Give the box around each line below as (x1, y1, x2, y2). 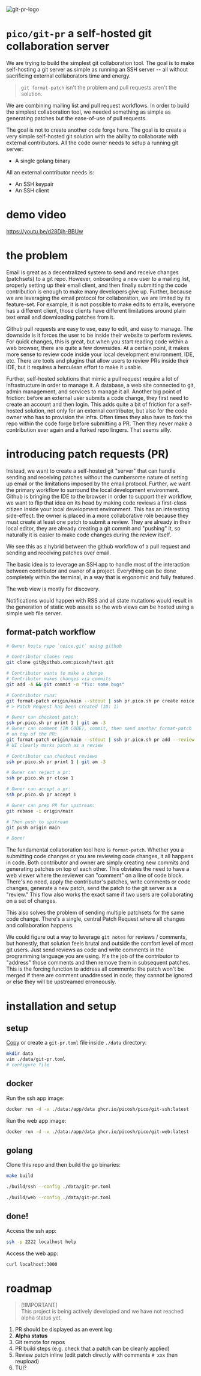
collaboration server (6, 40, 110, 54)
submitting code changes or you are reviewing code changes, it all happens (6, 853, 194, 860)
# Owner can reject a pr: (6, 770, 71, 776)
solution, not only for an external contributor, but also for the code (25, 407, 188, 414)
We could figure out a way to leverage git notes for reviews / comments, (6, 933, 187, 941)
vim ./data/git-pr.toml (6, 1056, 66, 1063)
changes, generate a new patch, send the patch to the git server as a (6, 885, 177, 892)
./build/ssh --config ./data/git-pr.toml (6, 1184, 112, 1190)
